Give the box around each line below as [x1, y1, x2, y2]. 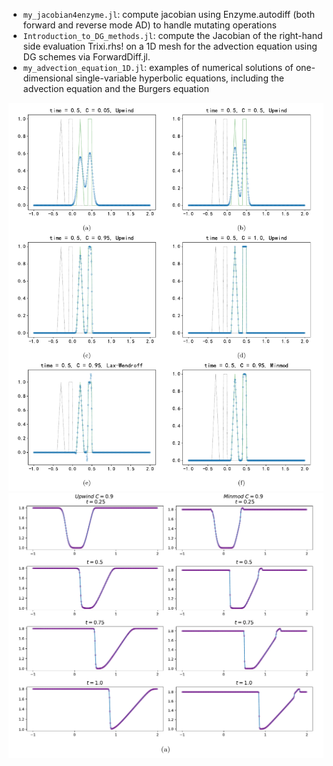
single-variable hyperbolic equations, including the [75, 72, 285, 84]
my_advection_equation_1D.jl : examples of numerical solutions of [22, 62, 294, 73]
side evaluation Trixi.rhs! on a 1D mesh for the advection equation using [22, 40, 318, 52]
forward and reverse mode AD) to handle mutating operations [22, 19, 277, 31]
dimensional [22, 72, 74, 84]
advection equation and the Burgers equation [22, 83, 210, 94]
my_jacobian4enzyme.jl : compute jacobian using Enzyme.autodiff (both [22, 9, 316, 20]
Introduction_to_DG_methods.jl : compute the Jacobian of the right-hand [22, 30, 323, 41]
